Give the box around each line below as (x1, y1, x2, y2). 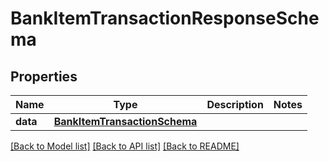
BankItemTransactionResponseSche (10, 7, 320, 30)
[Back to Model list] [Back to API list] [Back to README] (10, 140, 240, 152)
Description (206, 98, 264, 111)
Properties (10, 68, 78, 85)
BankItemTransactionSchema (53, 115, 198, 128)
